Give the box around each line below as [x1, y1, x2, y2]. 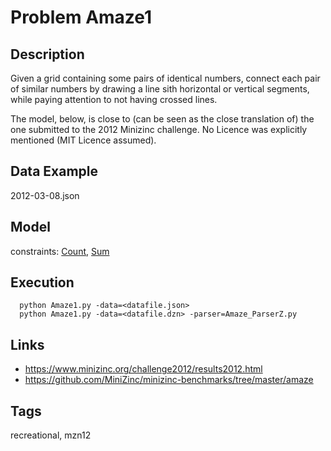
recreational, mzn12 [10, 429, 92, 441]
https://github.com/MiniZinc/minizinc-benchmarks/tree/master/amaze [24, 374, 314, 386]
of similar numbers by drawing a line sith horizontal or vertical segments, [10, 83, 310, 95]
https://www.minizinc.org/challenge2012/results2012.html [24, 363, 263, 375]
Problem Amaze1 [10, 6, 153, 29]
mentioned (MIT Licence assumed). [10, 134, 157, 146]
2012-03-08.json [10, 189, 80, 201]
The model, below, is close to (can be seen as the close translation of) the [10, 113, 315, 125]
